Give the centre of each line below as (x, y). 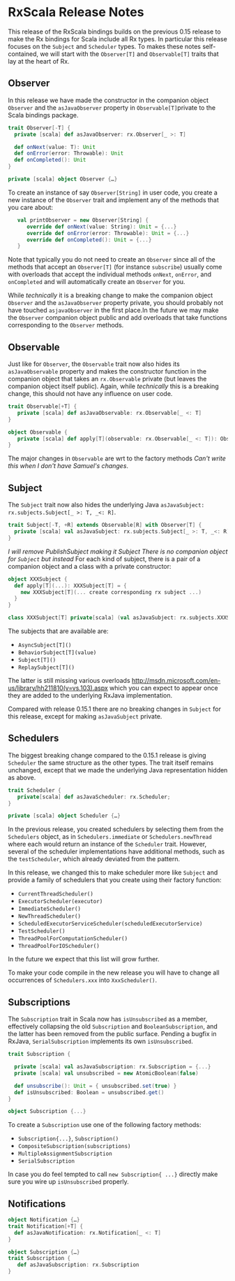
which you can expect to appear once (164, 688)
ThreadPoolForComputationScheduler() (73, 939)
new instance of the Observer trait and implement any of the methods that (113, 199)
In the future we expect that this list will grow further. (84, 959)
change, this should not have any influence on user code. (90, 394)
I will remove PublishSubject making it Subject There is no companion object (118, 551)
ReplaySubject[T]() (46, 667)
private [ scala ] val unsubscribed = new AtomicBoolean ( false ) (106, 1073)
